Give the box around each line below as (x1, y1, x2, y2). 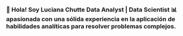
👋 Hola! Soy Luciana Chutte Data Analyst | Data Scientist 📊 (6, 5, 178, 13)
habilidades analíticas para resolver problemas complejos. (6, 22, 177, 30)
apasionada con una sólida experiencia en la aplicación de (6, 15, 175, 23)
